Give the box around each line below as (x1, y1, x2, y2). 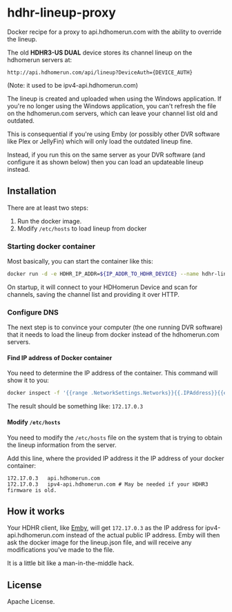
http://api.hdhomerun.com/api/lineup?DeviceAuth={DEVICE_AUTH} (7, 69, 193, 76)
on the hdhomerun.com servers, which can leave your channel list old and (7, 109, 218, 117)
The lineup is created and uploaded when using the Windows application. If (7, 95, 222, 103)
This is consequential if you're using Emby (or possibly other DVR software (7, 130, 220, 138)
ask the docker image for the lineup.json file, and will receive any (7, 538, 192, 546)
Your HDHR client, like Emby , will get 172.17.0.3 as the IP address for (7, 524, 204, 532)
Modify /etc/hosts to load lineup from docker (17, 224, 147, 233)
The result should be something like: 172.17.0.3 (7, 402, 144, 411)
